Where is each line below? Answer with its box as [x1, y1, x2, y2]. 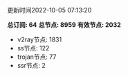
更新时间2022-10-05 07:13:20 [7, 6, 92, 14]
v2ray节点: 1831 [17, 35, 62, 44]
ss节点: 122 [17, 44, 50, 52]
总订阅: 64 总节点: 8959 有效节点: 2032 [7, 21, 121, 29]
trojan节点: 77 [17, 53, 57, 61]
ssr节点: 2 [17, 61, 46, 69]
